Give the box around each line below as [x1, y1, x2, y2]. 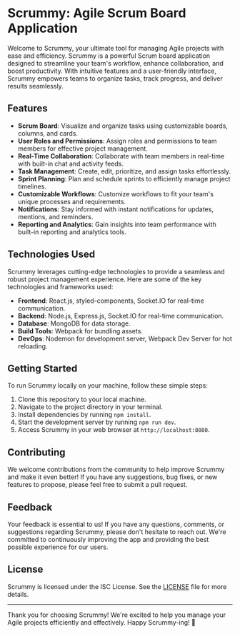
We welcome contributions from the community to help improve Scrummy [7, 466, 225, 474]
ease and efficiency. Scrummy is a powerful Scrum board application [7, 51, 211, 60]
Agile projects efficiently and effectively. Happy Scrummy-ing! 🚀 [7, 618, 196, 626]
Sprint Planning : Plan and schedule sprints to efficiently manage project [17, 174, 231, 183]
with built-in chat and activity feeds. [17, 159, 124, 168]
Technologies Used [7, 248, 95, 261]
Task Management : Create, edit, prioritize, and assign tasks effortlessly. [17, 166, 231, 176]
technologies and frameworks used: [7, 282, 114, 291]
